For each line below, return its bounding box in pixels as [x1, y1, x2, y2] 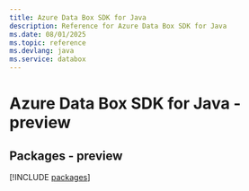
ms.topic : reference [9, 38, 87, 48]
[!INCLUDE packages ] [9, 172, 91, 182]
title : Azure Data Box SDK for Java [9, 13, 147, 22]
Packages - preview [9, 148, 123, 163]
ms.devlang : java [9, 47, 75, 56]
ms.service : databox [9, 55, 87, 64]
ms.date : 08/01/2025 [9, 30, 87, 39]
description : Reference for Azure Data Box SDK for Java [9, 22, 227, 30]
